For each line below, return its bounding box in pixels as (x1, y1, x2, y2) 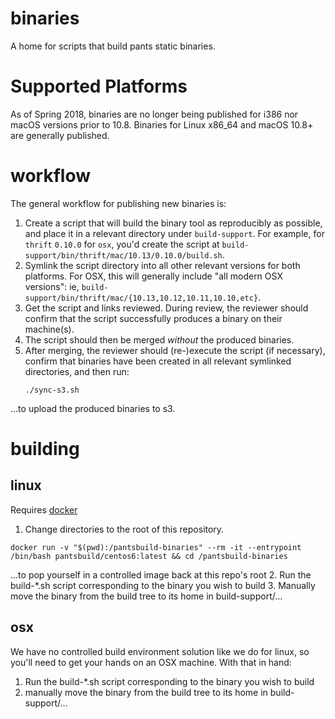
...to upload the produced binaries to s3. (10, 402, 176, 414)
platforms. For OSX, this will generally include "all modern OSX (24, 270, 283, 282)
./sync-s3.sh (24, 385, 80, 395)
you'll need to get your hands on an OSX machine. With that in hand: (10, 656, 292, 668)
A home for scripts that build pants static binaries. (10, 40, 216, 52)
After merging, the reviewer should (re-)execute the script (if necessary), (24, 344, 326, 356)
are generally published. (10, 129, 110, 141)
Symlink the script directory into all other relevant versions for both (24, 259, 301, 271)
